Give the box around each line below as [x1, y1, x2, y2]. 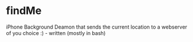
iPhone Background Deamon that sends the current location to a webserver [6, 23, 188, 30]
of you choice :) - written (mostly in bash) [6, 29, 106, 36]
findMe [6, 4, 42, 17]
